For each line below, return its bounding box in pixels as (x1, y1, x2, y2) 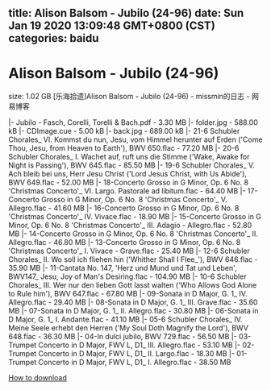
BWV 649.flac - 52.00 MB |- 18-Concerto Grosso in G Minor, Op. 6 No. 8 (8, 177, 248, 188)
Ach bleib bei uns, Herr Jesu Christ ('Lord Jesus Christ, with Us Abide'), (8, 169, 248, 179)
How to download (8, 373, 67, 383)
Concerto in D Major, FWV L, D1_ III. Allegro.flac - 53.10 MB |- (38, 340, 241, 350)
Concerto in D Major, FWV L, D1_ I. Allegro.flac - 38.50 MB (38, 358, 231, 367)
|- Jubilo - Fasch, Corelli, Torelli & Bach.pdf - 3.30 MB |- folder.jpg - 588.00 (8, 118, 258, 127)
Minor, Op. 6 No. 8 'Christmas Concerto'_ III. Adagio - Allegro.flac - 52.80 (8, 221, 252, 230)
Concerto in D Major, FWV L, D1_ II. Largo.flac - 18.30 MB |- (38, 349, 236, 359)
